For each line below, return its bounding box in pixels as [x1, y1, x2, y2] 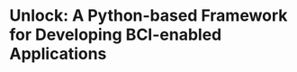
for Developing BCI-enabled [9, 24, 222, 45]
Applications [9, 44, 107, 64]
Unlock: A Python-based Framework [9, 5, 288, 26]
